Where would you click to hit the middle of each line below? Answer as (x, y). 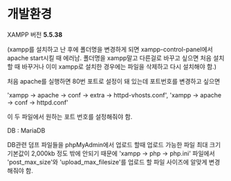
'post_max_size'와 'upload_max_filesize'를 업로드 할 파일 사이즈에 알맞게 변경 (114, 162)
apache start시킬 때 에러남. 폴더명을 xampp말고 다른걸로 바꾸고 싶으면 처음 (110, 58)
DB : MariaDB (26, 130)
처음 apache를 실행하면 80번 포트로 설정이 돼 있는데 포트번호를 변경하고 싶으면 (114, 81)
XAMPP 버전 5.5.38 (35, 35)
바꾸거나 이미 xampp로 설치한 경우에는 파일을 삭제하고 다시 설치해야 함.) (119, 66)
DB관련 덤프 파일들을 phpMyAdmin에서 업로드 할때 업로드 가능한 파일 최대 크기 (114, 144)
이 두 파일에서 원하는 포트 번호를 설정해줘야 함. (70, 116)
